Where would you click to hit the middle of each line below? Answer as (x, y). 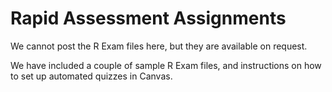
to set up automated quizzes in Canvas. (91, 76)
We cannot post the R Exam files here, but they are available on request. (159, 46)
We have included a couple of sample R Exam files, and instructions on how (166, 65)
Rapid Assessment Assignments (148, 18)
